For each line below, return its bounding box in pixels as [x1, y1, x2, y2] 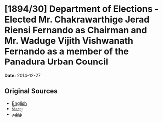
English [11, 100, 27, 106]
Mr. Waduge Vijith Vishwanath [4, 35, 133, 47]
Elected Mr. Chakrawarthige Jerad [4, 14, 150, 25]
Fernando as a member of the [4, 46, 129, 57]
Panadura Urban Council [4, 56, 108, 67]
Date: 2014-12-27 [4, 72, 41, 78]
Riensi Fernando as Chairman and [4, 25, 147, 36]
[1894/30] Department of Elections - [4, 3, 159, 15]
